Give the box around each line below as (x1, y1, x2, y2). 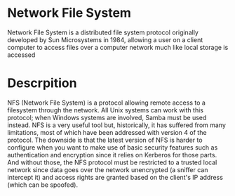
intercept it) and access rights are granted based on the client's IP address (7, 173, 223, 181)
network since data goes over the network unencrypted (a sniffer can (7, 165, 208, 174)
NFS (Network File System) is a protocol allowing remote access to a (7, 98, 206, 107)
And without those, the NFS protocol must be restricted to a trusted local (7, 158, 217, 166)
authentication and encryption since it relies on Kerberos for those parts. (7, 150, 217, 159)
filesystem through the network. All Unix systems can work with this (7, 105, 203, 114)
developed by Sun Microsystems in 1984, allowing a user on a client (7, 35, 203, 44)
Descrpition (7, 75, 77, 91)
